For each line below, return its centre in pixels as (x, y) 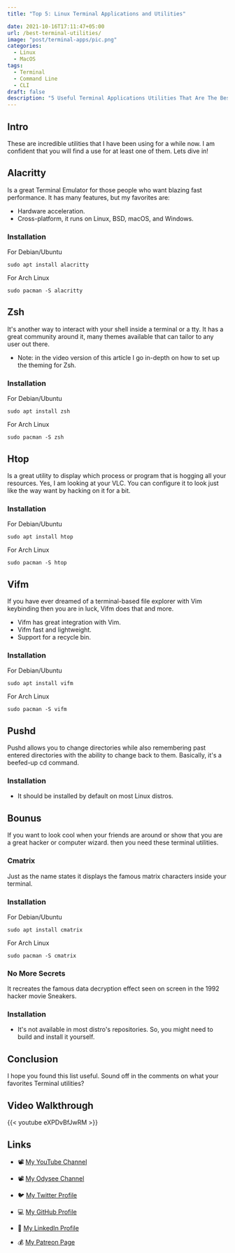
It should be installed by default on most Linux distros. (95, 796)
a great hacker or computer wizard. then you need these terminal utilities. (113, 842)
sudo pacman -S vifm (37, 710)
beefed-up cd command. (43, 763)
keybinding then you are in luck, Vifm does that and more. (91, 609)
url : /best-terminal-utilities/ (54, 33)
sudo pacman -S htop (37, 563)
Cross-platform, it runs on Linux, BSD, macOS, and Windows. (105, 218)
